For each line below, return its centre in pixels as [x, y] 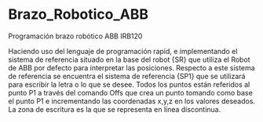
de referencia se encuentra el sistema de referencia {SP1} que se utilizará [127, 76]
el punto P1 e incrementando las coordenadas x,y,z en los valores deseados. [132, 101]
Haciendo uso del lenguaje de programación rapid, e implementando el [123, 51]
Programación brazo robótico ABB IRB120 [75, 36]
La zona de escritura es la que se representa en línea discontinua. [115, 109]
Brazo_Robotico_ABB [79, 14]
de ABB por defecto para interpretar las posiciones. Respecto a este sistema [131, 67]
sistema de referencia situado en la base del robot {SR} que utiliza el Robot [129, 59]
